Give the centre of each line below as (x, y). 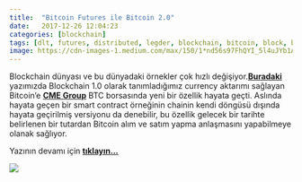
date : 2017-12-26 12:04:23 (64, 26)
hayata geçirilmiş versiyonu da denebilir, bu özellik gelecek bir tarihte (137, 115)
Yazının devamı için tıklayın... (64, 151)
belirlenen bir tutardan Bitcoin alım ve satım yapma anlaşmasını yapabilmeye (151, 124)
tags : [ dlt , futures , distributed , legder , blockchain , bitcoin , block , (148, 43)
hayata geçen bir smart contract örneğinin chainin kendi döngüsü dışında (145, 105)
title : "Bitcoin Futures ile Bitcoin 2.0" (92, 17)
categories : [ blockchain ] (58, 34)
